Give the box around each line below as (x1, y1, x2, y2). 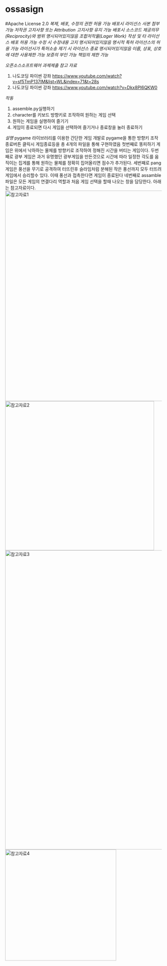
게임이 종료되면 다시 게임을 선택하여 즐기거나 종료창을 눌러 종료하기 (12, 124, 143, 130)
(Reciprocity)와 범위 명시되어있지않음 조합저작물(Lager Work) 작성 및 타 (5, 33, 147, 39)
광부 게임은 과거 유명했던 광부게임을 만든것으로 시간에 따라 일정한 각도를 (14, 153, 154, 159)
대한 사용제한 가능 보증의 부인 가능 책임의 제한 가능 (10, 51, 108, 58)
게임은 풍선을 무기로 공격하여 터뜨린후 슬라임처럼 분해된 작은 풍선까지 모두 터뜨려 (5, 166, 162, 172)
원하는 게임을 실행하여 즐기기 (12, 118, 69, 124)
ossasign (5, 3, 44, 15)
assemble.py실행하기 (12, 106, 55, 112)
